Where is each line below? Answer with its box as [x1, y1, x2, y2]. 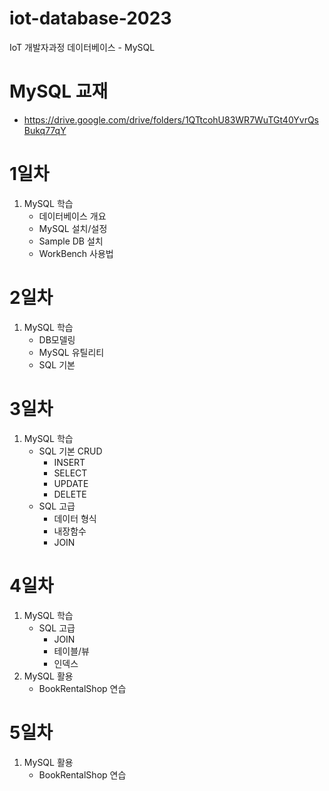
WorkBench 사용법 [38, 247, 114, 259]
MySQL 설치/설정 [38, 222, 108, 234]
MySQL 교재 [9, 80, 109, 103]
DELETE [53, 488, 87, 500]
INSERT [53, 456, 86, 468]
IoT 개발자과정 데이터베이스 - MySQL [9, 41, 156, 53]
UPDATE [53, 477, 89, 489]
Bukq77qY [23, 124, 67, 136]
